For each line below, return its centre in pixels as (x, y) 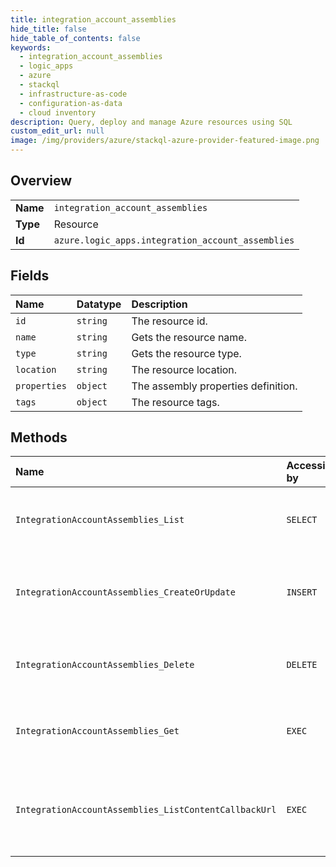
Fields (30, 276)
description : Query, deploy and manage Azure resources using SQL (151, 122)
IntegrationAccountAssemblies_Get (97, 731)
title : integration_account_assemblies (93, 19)
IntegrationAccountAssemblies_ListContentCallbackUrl (146, 810)
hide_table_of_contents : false (75, 38)
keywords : (31, 47)
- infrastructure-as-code (73, 94)
